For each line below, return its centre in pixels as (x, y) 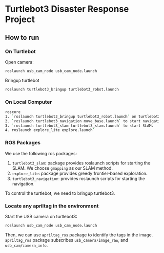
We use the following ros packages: (41, 153)
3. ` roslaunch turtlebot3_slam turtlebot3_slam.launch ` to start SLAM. (79, 126)
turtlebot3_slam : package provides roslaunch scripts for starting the (81, 163)
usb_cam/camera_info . (27, 245)
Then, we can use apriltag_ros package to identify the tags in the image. (79, 235)
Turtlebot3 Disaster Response (67, 9)
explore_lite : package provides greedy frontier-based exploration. (80, 173)
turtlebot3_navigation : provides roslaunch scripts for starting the (79, 178)
